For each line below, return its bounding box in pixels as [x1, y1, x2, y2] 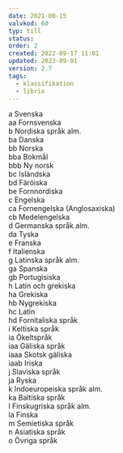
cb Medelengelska [8, 212, 70, 222]
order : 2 [8, 42, 38, 50]
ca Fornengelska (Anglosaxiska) [8, 204, 116, 214]
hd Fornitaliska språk [8, 315, 78, 325]
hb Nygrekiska [8, 298, 57, 308]
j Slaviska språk [8, 367, 61, 377]
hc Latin [8, 307, 36, 316]
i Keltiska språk [8, 324, 59, 334]
